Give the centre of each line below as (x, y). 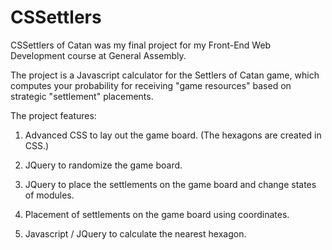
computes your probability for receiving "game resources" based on (151, 85)
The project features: (53, 115)
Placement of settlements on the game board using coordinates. (157, 214)
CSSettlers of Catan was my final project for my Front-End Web (141, 45)
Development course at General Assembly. (98, 55)
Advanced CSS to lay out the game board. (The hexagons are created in (173, 135)
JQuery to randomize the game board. (103, 165)
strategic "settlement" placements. (82, 96)
